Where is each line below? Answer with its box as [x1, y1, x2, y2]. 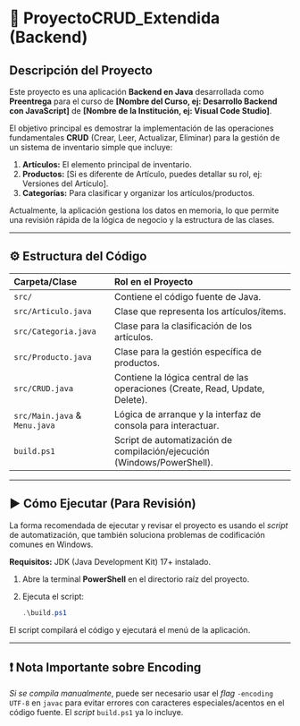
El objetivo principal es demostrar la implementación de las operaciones [9, 123, 274, 133]
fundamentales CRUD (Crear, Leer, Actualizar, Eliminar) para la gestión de [9, 132, 280, 142]
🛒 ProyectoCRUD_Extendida [9, 8, 221, 29]
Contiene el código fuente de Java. [114, 290, 262, 303]
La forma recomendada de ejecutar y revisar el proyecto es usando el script [9, 519, 288, 531]
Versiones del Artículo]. [21, 178, 109, 189]
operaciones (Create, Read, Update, [114, 382, 265, 395]
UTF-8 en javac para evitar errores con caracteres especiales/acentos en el [9, 697, 285, 708]
